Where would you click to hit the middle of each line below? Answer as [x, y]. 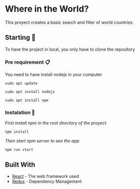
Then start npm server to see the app [42, 141]
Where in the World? [47, 9]
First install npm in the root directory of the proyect [56, 123]
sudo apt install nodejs [30, 92]
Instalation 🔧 [20, 112]
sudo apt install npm [27, 100]
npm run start [19, 150]
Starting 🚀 [21, 38]
